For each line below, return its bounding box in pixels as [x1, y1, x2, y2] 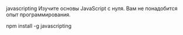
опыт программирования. [6, 11, 71, 18]
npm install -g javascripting [6, 23, 72, 29]
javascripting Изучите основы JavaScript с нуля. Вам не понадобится [6, 5, 178, 12]
